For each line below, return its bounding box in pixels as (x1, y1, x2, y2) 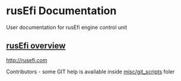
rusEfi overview (6, 41, 66, 51)
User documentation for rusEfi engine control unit (6, 24, 128, 31)
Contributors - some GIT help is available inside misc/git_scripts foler (6, 68, 175, 75)
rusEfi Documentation (6, 4, 117, 18)
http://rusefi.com (6, 56, 47, 63)
